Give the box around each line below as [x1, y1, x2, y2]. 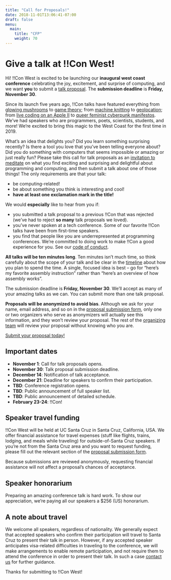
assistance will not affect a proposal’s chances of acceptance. [5, 464, 136, 470]
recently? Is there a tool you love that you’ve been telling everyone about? [5, 144, 161, 150]
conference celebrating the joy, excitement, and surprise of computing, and [5, 80, 165, 86]
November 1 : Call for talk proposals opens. [12, 361, 103, 367]
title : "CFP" [14, 31, 42, 36]
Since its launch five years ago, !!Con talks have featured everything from [5, 101, 160, 107]
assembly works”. [5, 275, 42, 282]
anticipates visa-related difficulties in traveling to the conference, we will [5, 543, 158, 549]
